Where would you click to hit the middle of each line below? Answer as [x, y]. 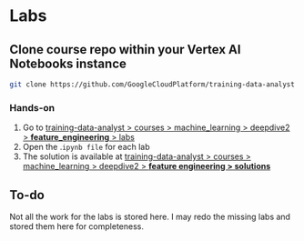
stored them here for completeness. [76, 226]
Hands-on [32, 107]
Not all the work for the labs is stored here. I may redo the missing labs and [150, 216]
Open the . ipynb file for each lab [86, 147]
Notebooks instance [68, 63]
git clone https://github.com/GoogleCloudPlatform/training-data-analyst [152, 85]
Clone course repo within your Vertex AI [125, 50]
